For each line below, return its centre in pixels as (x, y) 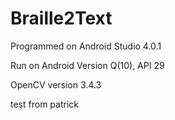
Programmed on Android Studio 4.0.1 (86, 46)
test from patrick (44, 104)
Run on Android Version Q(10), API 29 (87, 65)
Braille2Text (61, 18)
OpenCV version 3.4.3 (56, 84)
